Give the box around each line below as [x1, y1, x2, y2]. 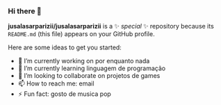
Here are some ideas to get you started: [8, 43, 122, 51]
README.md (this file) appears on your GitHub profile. [8, 30, 155, 38]
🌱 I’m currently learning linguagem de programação [17, 64, 166, 72]
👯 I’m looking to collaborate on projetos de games [17, 72, 161, 80]
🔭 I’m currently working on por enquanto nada [17, 57, 150, 65]
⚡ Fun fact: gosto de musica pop [17, 90, 112, 98]
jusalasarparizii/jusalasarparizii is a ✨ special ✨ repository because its [8, 22, 214, 31]
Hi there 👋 [8, 6, 42, 16]
